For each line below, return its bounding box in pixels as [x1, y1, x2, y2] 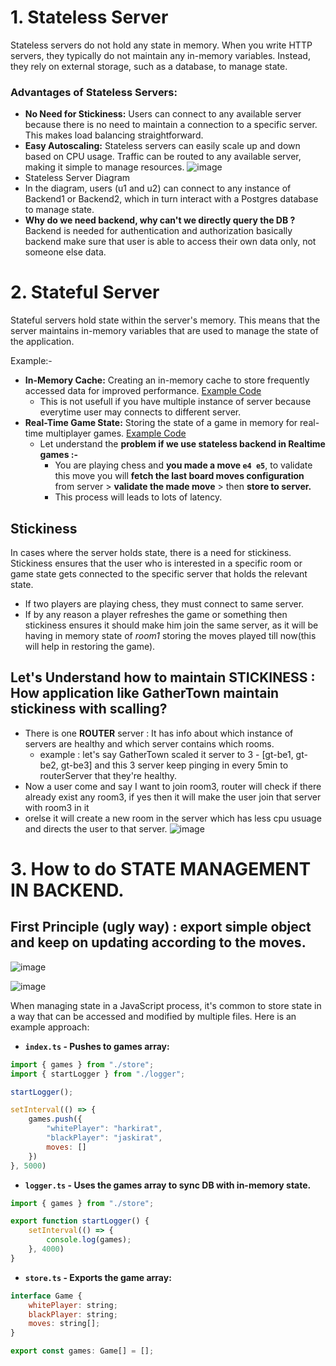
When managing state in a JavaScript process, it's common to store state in [10, 999, 322, 1011]
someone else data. [24, 246, 107, 258]
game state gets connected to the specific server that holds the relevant [10, 567, 308, 580]
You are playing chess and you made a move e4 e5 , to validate [54, 459, 313, 471]
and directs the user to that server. [24, 822, 168, 835]
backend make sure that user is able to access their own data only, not [24, 236, 317, 248]
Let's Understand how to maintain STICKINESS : [10, 669, 316, 686]
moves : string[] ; [28, 1319, 101, 1329]
